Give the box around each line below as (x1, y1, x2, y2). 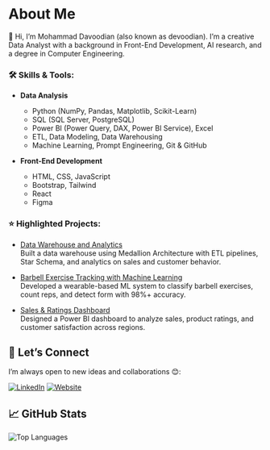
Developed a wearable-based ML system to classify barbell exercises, (19, 281, 254, 290)
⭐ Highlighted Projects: (8, 219, 101, 230)
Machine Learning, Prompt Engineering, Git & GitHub (31, 140, 207, 150)
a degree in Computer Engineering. (8, 48, 125, 58)
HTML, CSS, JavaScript (31, 172, 110, 181)
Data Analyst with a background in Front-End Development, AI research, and (8, 40, 262, 49)
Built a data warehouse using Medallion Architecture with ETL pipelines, (19, 248, 259, 258)
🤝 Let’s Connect (8, 345, 89, 359)
